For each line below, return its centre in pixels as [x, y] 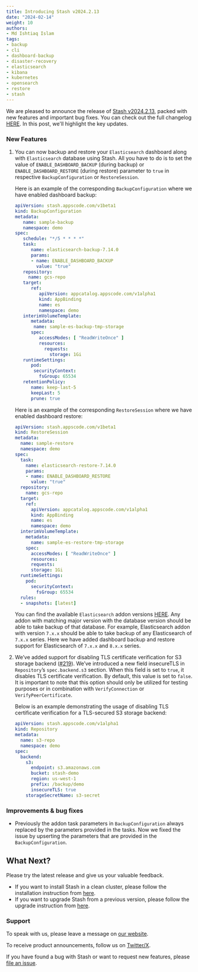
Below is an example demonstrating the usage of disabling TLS [92, 707]
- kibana [17, 72]
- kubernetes [22, 78]
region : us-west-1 [53, 779]
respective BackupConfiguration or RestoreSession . [77, 177]
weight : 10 [20, 23]
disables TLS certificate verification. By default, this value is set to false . [103, 676]
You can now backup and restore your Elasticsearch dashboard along [100, 152]
